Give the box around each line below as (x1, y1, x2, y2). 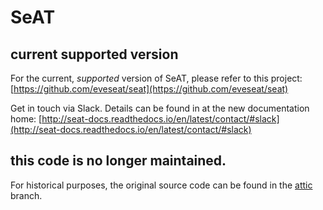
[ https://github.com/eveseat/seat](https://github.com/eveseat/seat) (10, 83, 289, 95)
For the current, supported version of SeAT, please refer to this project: (10, 72, 303, 84)
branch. (10, 189, 43, 201)
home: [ (10, 113, 43, 125)
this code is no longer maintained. (10, 152, 227, 170)
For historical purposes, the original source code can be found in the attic (10, 179, 313, 191)
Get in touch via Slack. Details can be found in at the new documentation (10, 102, 310, 114)
